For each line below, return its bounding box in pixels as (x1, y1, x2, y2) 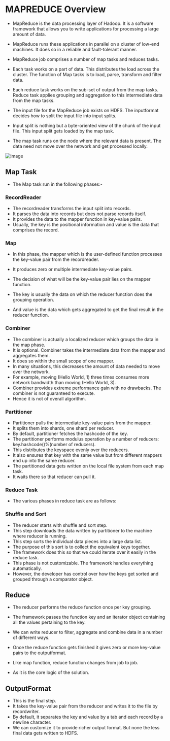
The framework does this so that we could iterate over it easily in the (12, 549, 156, 555)
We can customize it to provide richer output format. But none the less (12, 725, 160, 731)
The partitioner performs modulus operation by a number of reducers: (12, 435, 159, 442)
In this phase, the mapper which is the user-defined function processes (12, 251, 162, 257)
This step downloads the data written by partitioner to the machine (12, 527, 152, 533)
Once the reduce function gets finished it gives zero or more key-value (12, 645, 161, 651)
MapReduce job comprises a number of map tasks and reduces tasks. (12, 56, 159, 62)
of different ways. (12, 634, 50, 641)
